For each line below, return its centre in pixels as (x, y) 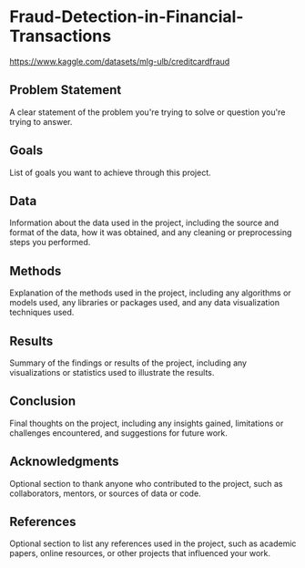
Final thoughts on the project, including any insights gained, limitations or (147, 423)
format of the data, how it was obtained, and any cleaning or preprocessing (151, 232)
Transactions (61, 36)
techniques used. (42, 313)
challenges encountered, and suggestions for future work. (118, 433)
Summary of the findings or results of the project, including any (128, 363)
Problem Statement (66, 90)
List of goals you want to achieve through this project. (110, 172)
